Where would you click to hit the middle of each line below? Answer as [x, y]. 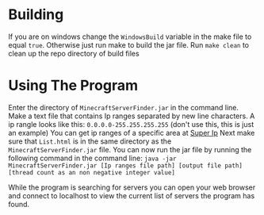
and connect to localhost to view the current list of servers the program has [132, 195]
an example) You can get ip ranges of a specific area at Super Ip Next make [132, 132]
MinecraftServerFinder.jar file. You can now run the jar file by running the [130, 149]
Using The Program [73, 86]
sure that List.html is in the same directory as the [90, 141]
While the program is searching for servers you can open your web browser [132, 187]
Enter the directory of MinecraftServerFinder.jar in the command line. [124, 107]
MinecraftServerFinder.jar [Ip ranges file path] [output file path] [126, 165]
